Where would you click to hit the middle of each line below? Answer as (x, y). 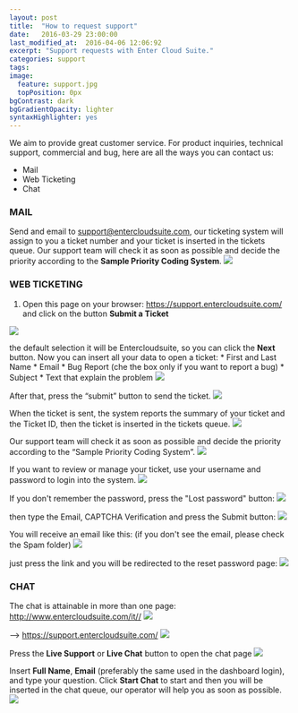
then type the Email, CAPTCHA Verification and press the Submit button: (142, 517)
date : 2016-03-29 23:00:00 (64, 34)
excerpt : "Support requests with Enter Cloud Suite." (112, 51)
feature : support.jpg (58, 84)
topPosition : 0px (50, 92)
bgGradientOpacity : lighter (62, 109)
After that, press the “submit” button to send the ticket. (111, 396)
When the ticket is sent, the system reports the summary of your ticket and (147, 413)
